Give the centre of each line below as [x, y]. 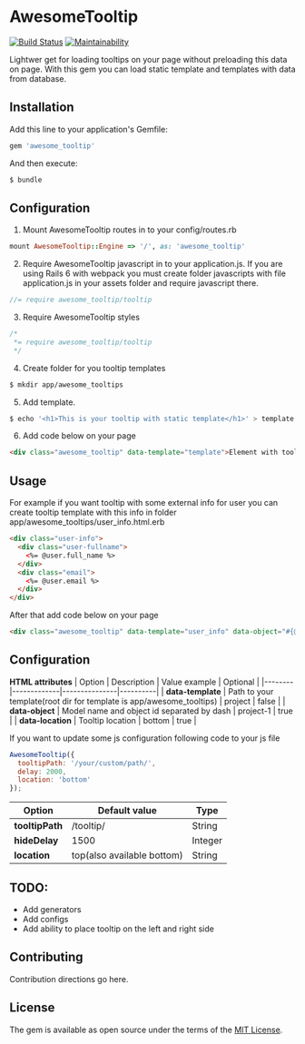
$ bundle [26, 180]
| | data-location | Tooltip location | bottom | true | [103, 720]
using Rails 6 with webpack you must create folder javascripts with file [154, 273]
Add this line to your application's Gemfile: [89, 129]
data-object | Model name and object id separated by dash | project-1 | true [151, 711]
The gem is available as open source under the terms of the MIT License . [146, 1029]
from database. [38, 78]
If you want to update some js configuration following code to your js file [145, 738]
